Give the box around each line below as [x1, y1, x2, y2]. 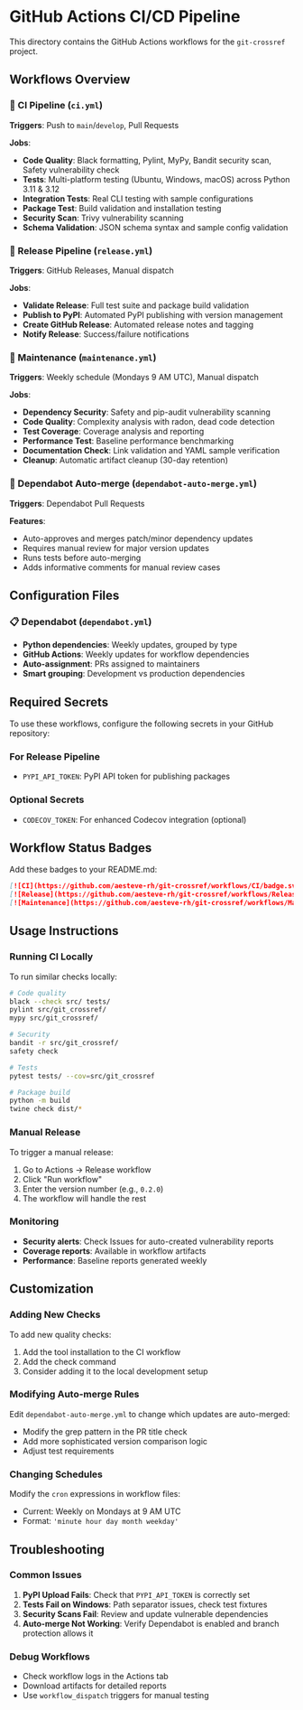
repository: [9, 728, 50, 739]
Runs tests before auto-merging [22, 552, 142, 563]
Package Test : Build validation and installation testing [22, 202, 222, 213]
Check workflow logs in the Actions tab [22, 1671, 169, 1682]
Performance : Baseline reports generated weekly [22, 1255, 207, 1266]
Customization [9, 1281, 95, 1297]
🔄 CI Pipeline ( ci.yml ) [9, 99, 104, 112]
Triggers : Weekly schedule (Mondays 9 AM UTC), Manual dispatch [9, 372, 260, 383]
